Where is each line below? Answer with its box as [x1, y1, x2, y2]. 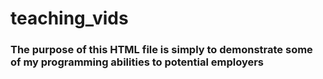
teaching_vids [10, 7, 129, 30]
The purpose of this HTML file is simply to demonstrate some [10, 43, 313, 57]
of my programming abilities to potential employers [10, 55, 265, 69]
